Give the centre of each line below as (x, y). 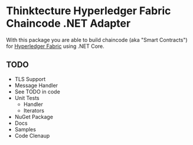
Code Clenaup (32, 136)
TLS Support (30, 79)
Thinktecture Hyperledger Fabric (89, 11)
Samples (25, 129)
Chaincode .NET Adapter (68, 23)
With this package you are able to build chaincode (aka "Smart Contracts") (97, 40)
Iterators (34, 110)
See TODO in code (37, 91)
